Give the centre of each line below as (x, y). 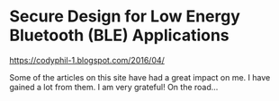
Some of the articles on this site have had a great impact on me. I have (140, 77)
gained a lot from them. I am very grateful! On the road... (114, 87)
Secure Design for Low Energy (125, 17)
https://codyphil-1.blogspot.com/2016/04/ (87, 60)
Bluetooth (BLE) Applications (119, 35)
